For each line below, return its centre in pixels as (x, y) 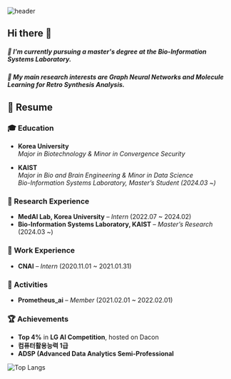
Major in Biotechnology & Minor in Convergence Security (101, 154)
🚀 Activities (28, 284)
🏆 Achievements (38, 319)
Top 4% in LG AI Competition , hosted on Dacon (88, 337)
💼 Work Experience (41, 251)
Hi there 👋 (30, 33)
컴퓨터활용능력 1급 (43, 345)
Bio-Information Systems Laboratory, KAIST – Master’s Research (115, 224)
